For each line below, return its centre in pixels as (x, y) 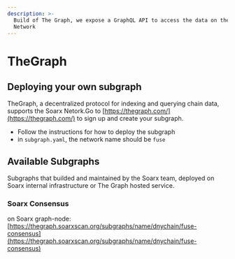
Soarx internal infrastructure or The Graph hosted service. (91, 186)
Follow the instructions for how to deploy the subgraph (96, 132)
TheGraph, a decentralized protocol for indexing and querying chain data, (113, 104)
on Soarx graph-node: (39, 219)
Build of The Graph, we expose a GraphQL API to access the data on (115, 20)
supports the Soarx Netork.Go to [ (56, 111)
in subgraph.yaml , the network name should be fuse (91, 140)
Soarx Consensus (38, 204)
